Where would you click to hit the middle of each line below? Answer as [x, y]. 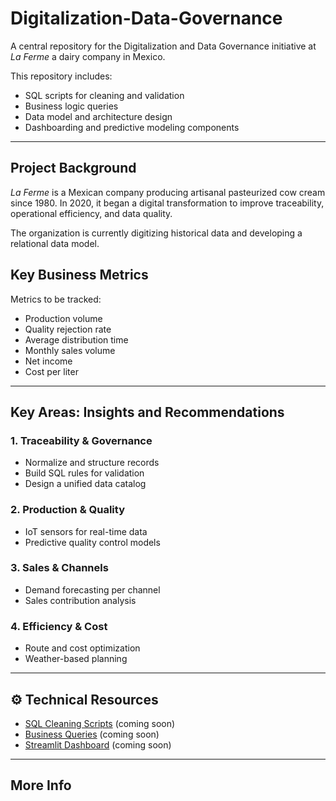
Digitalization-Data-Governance [146, 18]
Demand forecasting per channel [92, 589]
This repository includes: [61, 76]
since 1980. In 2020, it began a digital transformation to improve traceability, [167, 203]
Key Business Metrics [79, 275]
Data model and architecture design [98, 116]
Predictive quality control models [92, 542]
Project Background [73, 168]
